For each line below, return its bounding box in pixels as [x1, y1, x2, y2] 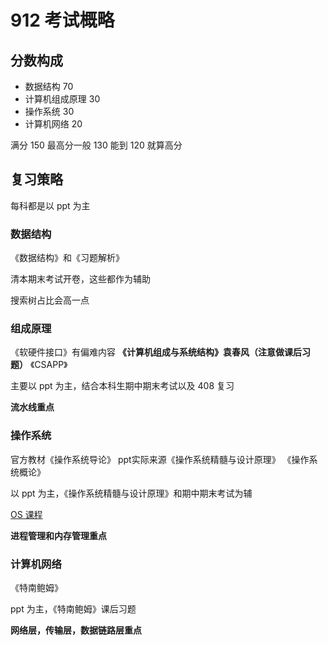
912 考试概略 [10, 9, 115, 32]
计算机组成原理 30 [24, 93, 101, 105]
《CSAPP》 [29, 359, 68, 371]
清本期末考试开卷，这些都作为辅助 [10, 273, 151, 285]
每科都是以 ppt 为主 [10, 199, 91, 211]
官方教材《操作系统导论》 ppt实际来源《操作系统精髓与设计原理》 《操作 [10, 453, 310, 465]
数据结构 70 [24, 81, 74, 92]
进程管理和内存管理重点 [10, 529, 107, 541]
